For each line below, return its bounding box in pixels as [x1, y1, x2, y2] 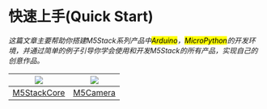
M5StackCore [12, 86, 66, 98]
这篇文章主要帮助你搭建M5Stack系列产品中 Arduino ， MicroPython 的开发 [8, 36, 249, 45]
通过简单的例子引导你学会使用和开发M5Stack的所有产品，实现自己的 [29, 45, 258, 55]
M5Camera [72, 86, 116, 98]
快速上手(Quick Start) [8, 7, 154, 26]
